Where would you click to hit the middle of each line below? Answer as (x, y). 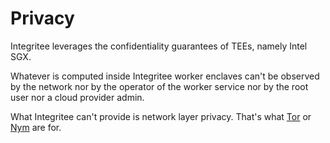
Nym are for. (36, 127)
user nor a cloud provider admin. (77, 97)
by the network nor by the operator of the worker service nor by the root (159, 86)
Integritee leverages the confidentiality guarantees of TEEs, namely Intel (159, 46)
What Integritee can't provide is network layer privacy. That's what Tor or (161, 116)
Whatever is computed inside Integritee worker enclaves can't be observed (165, 76)
